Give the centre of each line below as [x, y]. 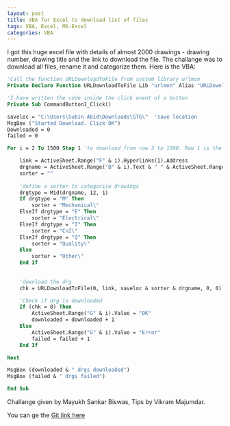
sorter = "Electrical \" [65, 218]
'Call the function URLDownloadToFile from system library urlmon [104, 80]
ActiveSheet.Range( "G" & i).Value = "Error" [96, 332]
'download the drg [46, 282]
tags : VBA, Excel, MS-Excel [47, 26]
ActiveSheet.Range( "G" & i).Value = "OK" [92, 313]
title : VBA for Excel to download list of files [78, 20]
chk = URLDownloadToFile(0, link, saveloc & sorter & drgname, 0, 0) [121, 288]
